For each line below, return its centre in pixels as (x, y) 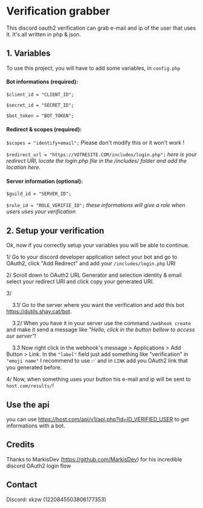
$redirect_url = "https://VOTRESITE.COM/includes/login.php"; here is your (101, 154)
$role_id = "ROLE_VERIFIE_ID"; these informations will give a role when (96, 205)
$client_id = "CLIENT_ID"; (40, 94)
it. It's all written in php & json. (44, 34)
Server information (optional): (45, 181)
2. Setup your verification (55, 230)
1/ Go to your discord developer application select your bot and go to (92, 257)
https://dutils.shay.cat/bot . (39, 312)
